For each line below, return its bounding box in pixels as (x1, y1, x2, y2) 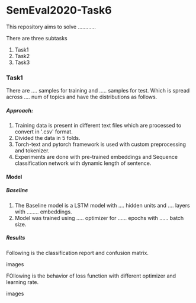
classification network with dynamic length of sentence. (14, 160, 152, 167)
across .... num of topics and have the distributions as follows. (6, 93, 158, 101)
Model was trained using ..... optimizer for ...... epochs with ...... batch (14, 214, 184, 221)
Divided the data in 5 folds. (14, 135, 81, 142)
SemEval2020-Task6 (6, 4, 112, 17)
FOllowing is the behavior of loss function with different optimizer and (6, 272, 176, 279)
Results (6, 234, 25, 241)
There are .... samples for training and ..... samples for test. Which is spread (6, 87, 190, 94)
